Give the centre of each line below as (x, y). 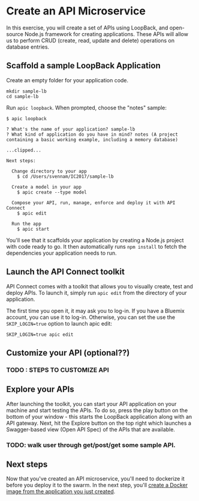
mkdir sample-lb (26, 91)
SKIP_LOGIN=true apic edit (40, 335)
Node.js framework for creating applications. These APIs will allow (107, 34)
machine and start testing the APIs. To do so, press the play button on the (97, 410)
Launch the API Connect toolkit (65, 272)
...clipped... (24, 150)
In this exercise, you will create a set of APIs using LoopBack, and (87, 28)
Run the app (27, 223)
